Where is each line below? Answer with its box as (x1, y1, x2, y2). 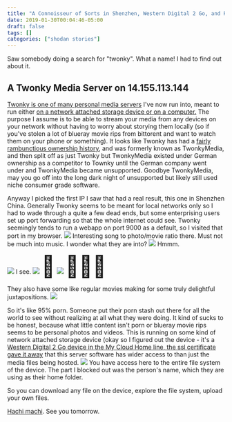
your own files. (7, 394, 50, 402)
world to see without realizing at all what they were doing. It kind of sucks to (7, 313, 224, 321)
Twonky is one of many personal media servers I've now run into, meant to (7, 100, 220, 108)
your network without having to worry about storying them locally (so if (7, 122, 209, 130)
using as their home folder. (7, 373, 84, 381)
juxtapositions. (7, 292, 49, 301)
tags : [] (7, 29, 32, 37)
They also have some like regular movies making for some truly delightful (7, 284, 215, 293)
